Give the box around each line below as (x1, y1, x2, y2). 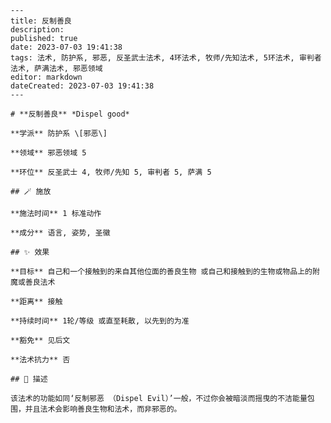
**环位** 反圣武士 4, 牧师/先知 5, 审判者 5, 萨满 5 (10, 167, 212, 177)
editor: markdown (10, 72, 83, 82)
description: (10, 25, 65, 35)
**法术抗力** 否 (10, 355, 71, 365)
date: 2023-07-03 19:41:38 (10, 42, 123, 52)
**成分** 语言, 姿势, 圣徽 (10, 228, 111, 238)
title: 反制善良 (10, 16, 72, 26)
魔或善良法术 (10, 277, 56, 287)
